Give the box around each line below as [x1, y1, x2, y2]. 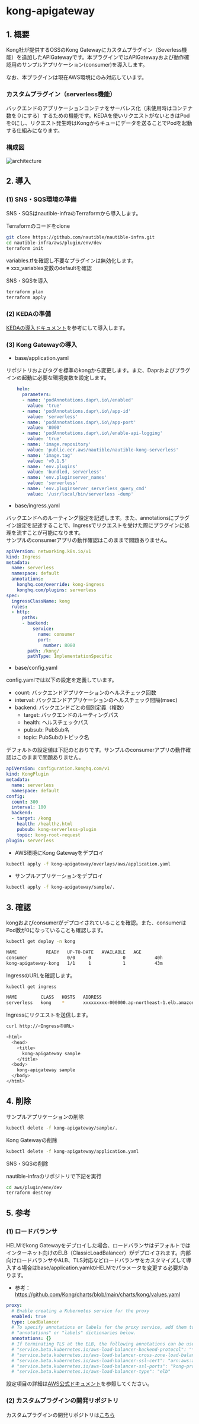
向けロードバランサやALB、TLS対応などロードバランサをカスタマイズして [6, 1256, 187, 1263]
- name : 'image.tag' [21, 452, 73, 459]
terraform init [6, 246, 44, 252]
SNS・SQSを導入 [6, 277, 49, 284]
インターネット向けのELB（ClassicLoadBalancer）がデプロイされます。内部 [6, 1249, 191, 1256]
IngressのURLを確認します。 [6, 971, 76, 979]
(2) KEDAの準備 [6, 309, 52, 318]
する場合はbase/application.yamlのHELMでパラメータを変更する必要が [11, 1264, 184, 1271]
